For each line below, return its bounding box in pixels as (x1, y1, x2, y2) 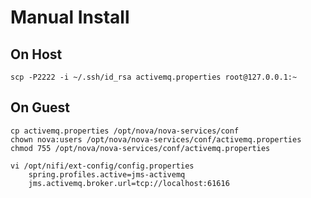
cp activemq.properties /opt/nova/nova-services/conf (10, 126, 240, 136)
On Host (10, 46, 63, 63)
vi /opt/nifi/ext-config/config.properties (10, 161, 195, 171)
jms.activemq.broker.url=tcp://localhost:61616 (28, 178, 230, 188)
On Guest (10, 99, 71, 116)
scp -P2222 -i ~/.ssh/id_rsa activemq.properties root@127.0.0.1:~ (10, 72, 298, 82)
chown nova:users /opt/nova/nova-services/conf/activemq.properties (10, 134, 302, 145)
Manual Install (10, 6, 130, 29)
